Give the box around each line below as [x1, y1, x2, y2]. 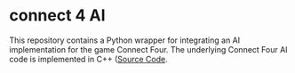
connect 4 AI [9, 5, 106, 26]
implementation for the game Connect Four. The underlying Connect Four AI [9, 44, 288, 54]
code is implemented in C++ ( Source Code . [9, 53, 168, 64]
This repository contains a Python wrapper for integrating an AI [9, 35, 241, 45]
